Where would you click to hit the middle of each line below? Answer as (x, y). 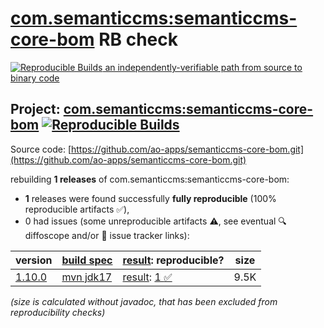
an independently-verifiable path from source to (203, 67)
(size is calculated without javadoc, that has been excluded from (144, 301)
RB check (138, 39)
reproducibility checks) (58, 312)
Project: (35, 109)
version (34, 260)
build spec (87, 260)
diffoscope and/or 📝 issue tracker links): (107, 235)
